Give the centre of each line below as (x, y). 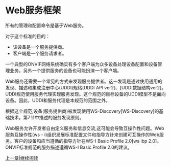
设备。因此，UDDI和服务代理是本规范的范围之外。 (58, 100)
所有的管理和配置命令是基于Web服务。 (46, 25)
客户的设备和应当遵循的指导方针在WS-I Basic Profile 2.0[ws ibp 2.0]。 (88, 141)
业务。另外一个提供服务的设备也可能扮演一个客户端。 (65, 70)
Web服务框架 (33, 10)
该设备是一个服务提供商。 (40, 47)
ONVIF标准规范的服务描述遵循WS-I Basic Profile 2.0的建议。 (69, 147)
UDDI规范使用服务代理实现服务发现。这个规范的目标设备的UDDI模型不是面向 (86, 94)
